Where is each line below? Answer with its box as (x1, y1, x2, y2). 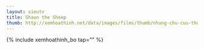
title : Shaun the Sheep (6, 14, 67, 20)
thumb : (6, 20, 23, 26)
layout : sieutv (6, 8, 45, 15)
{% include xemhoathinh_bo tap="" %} (6, 36, 104, 44)
